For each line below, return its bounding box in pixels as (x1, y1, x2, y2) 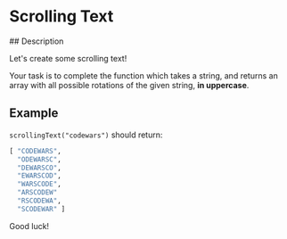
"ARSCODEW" (17, 188, 58, 197)
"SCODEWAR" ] (17, 204, 66, 213)
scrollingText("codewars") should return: (9, 129, 163, 140)
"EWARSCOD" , (17, 171, 62, 180)
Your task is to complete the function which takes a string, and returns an (9, 70, 278, 81)
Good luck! (9, 220, 50, 231)
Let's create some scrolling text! (9, 53, 127, 63)
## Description (9, 36, 64, 46)
